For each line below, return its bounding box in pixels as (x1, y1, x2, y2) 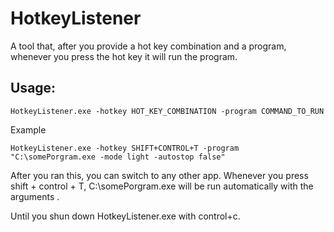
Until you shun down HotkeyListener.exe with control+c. (10, 210, 241, 222)
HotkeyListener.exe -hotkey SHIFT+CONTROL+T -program (10, 143, 240, 153)
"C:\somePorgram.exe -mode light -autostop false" (10, 152, 226, 162)
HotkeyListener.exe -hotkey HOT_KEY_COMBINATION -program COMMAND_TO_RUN (10, 106, 325, 116)
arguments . (10, 190, 60, 202)
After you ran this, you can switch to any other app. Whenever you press (10, 169, 309, 181)
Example (10, 123, 47, 136)
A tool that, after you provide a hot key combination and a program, (10, 40, 287, 52)
